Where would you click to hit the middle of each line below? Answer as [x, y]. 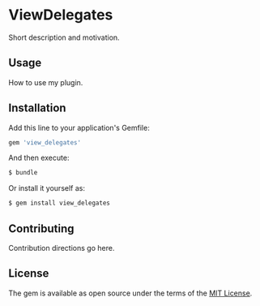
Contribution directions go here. [62, 248]
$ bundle [23, 173]
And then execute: [39, 158]
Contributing [41, 228]
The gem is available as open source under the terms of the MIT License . [130, 293]
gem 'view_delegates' [45, 142]
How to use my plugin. [46, 82]
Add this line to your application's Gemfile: [79, 127]
